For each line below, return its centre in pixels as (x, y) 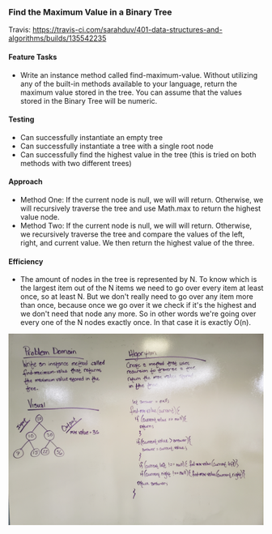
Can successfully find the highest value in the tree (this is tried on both (138, 154)
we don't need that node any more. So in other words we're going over (138, 314)
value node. (40, 216)
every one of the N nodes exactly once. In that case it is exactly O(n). (135, 323)
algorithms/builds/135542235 (57, 38)
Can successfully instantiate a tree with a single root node (117, 146)
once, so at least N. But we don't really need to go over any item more (136, 297)
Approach (25, 182)
